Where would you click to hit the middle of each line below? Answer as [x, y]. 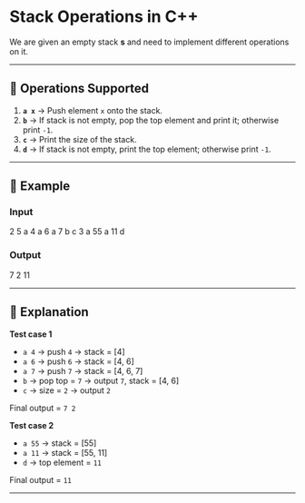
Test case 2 [32, 425]
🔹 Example [40, 187]
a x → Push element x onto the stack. [93, 110]
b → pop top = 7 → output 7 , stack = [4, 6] [101, 380]
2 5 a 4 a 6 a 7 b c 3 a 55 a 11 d [67, 232]
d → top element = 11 [62, 462]
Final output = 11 [41, 479]
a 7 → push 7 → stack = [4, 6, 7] [83, 370]
